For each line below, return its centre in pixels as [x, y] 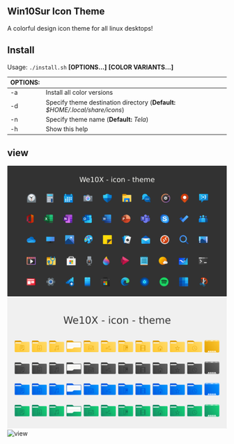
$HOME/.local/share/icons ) [85, 109]
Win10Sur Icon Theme [56, 12]
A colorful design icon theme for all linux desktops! [80, 28]
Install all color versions [79, 93]
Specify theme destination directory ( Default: [111, 102]
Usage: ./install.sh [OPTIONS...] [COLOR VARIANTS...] [91, 67]
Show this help [67, 129]
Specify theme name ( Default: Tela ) [97, 119]
